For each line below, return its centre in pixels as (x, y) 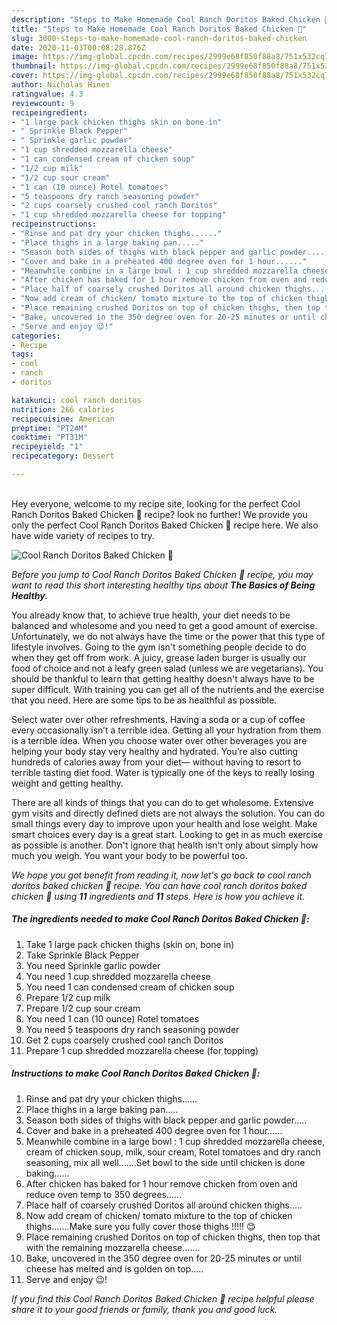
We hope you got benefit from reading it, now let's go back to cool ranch (161, 875)
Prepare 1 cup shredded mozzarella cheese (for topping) (142, 1050)
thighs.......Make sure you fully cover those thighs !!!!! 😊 (140, 1226)
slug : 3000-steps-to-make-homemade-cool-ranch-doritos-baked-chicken (159, 38)
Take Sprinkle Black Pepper (82, 955)
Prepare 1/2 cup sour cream (83, 1008)
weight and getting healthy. (67, 783)
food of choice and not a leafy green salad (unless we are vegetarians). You (167, 668)
